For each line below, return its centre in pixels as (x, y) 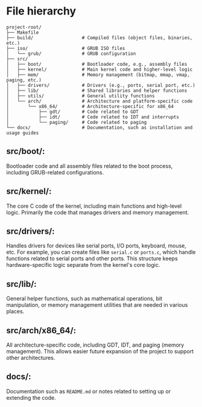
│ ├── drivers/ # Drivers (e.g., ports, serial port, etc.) (101, 85)
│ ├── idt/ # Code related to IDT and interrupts (93, 117)
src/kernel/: (29, 191)
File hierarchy (41, 11)
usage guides (23, 133)
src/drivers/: (31, 231)
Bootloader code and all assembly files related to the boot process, (90, 166)
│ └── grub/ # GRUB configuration (71, 53)
